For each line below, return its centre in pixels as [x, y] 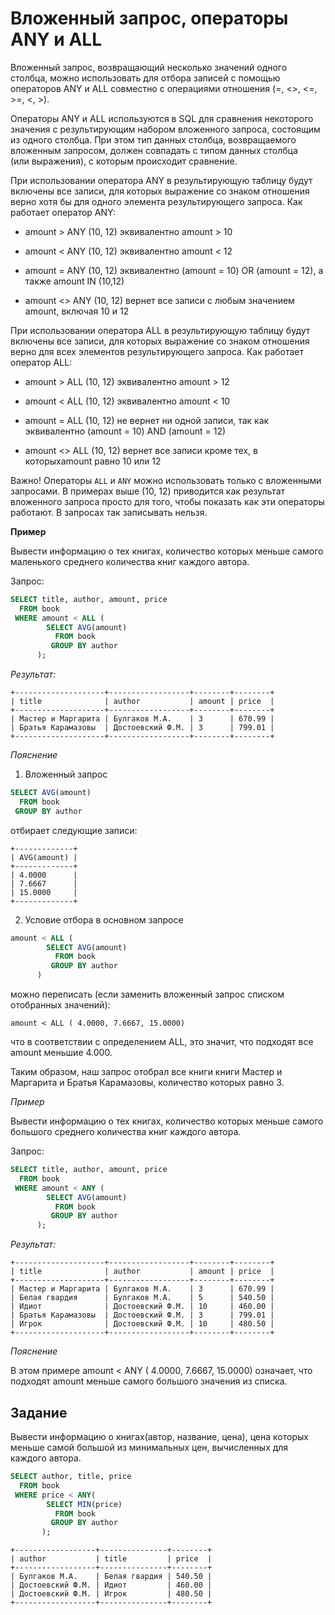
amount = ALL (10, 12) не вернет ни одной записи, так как [147, 420]
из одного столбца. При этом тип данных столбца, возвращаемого [153, 139]
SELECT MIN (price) [84, 1504]
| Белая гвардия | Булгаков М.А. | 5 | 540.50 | [142, 1298]
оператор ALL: [41, 362]
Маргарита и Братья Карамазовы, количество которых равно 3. [147, 1083]
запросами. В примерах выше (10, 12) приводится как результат [148, 491]
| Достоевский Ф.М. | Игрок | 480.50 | [111, 1594]
